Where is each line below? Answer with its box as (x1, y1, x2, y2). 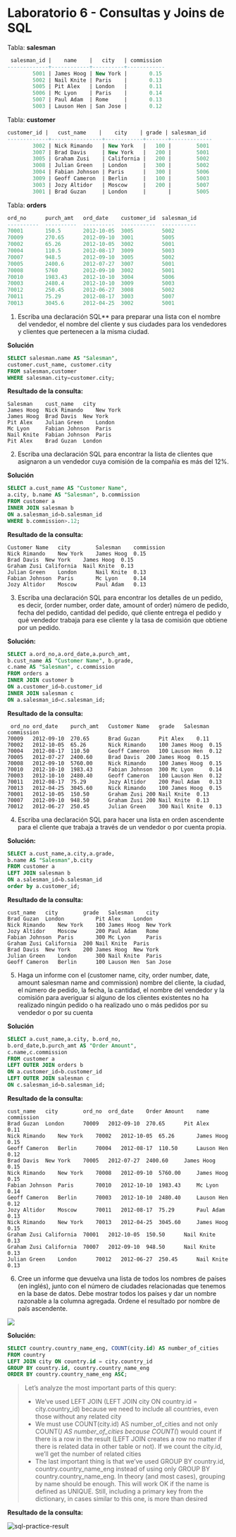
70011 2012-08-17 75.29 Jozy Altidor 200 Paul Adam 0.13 (7, 778, 222, 785)
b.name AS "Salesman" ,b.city (7, 856, 93, 864)
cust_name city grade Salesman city (7, 909, 159, 916)
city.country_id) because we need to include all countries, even (35, 1405, 218, 1414)
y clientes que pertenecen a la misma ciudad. (17, 327, 150, 335)
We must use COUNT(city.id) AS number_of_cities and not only (35, 1420, 218, 1428)
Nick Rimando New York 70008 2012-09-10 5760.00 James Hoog (7, 1169, 229, 1176)
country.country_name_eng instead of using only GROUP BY (35, 1464, 211, 1474)
